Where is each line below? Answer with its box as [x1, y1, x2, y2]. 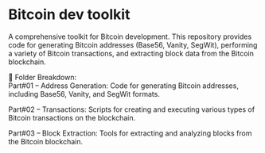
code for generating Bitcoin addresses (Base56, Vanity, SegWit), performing [8, 40, 258, 49]
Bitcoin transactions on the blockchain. [8, 113, 136, 122]
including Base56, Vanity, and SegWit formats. [8, 89, 161, 98]
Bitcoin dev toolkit [8, 6, 131, 24]
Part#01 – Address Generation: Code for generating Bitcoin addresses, [8, 81, 239, 90]
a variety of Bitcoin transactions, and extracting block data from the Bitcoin [8, 48, 255, 58]
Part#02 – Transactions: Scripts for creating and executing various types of [8, 105, 255, 114]
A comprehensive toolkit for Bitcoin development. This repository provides [8, 32, 252, 41]
